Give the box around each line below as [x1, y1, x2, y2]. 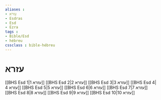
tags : [5, 29, 18, 34]
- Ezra [5, 25, 18, 30]
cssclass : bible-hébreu [5, 43, 55, 48]
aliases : [5, 7, 25, 12]
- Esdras [5, 16, 23, 21]
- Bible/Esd [5, 34, 29, 39]
